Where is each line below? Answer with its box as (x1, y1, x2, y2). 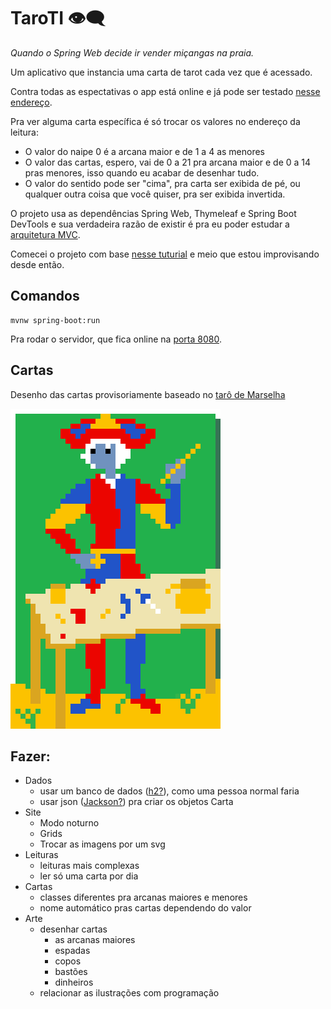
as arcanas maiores (54, 934, 136, 946)
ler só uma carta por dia (39, 870, 139, 882)
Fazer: (10, 748, 51, 765)
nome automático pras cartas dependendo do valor (39, 902, 252, 914)
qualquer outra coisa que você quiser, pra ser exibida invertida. (24, 188, 286, 200)
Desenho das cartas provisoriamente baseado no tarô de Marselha (10, 388, 286, 400)
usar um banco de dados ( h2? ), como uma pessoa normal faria (39, 785, 300, 797)
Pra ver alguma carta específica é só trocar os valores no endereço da (10, 115, 301, 127)
